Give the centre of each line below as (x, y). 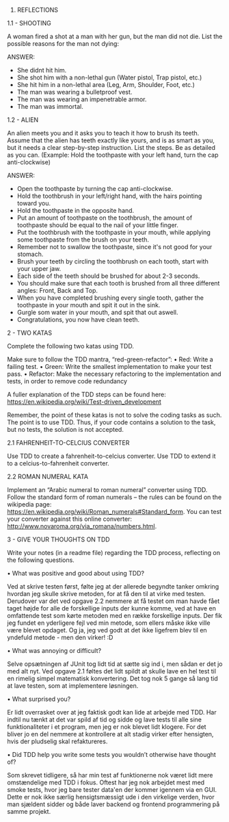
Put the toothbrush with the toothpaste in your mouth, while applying (113, 232)
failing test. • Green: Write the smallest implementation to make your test (109, 367)
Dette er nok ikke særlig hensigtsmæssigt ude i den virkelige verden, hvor (111, 797)
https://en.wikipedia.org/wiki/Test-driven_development (84, 402)
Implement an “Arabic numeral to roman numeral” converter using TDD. (107, 490)
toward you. (34, 203)
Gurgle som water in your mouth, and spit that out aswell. (97, 312)
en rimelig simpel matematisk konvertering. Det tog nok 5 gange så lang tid (113, 678)
